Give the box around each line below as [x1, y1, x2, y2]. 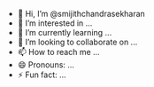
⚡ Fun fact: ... [17, 69, 66, 80]
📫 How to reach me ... [17, 47, 100, 57]
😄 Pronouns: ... [17, 59, 75, 70]
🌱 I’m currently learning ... [17, 28, 112, 37]
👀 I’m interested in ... [17, 18, 93, 28]
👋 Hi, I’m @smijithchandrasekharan [17, 9, 146, 19]
